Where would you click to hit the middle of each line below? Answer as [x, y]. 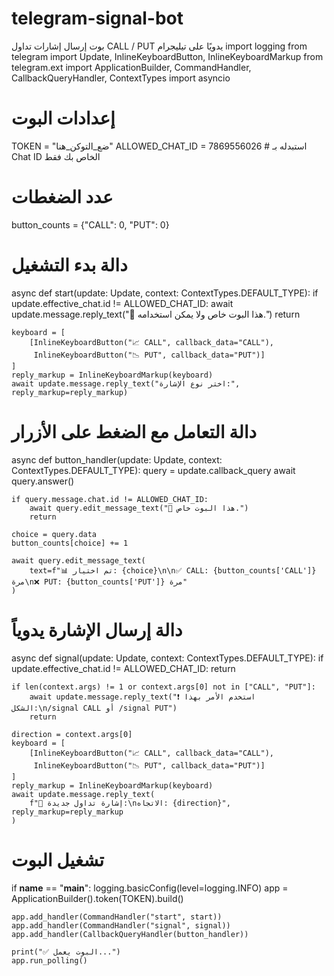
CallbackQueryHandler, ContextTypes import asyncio [121, 78]
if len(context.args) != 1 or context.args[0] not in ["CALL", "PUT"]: [163, 687]
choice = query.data [54, 534]
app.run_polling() [49, 960]
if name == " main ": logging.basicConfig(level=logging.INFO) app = [150, 888]
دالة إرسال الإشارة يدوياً [97, 629]
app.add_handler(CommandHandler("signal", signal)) [121, 925]
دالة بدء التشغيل [69, 265]
